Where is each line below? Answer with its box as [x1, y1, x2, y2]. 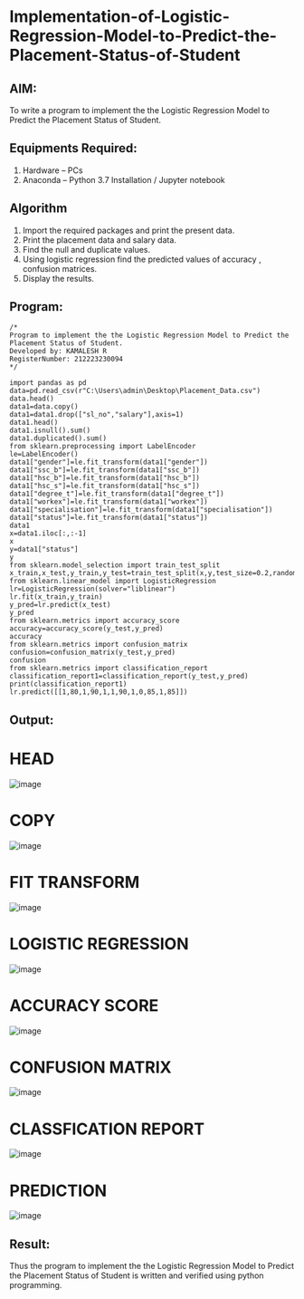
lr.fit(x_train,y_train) [9, 592, 103, 601]
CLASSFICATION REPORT [9, 1119, 205, 1139]
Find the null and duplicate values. [22, 244, 151, 255]
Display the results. [22, 273, 95, 284]
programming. [9, 1280, 62, 1291]
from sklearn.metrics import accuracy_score [9, 616, 180, 626]
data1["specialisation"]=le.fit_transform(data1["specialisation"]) [9, 505, 273, 515]
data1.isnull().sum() [9, 426, 91, 436]
